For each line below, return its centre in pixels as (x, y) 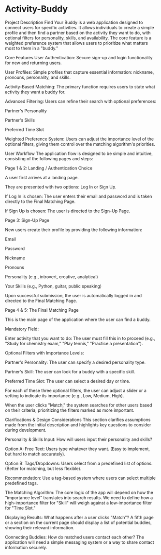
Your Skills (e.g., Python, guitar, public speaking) (53, 286)
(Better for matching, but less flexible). (43, 468)
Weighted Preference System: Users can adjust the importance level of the (79, 139)
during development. (26, 430)
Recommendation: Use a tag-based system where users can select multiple (80, 478)
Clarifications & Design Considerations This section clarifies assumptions (78, 420)
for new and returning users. (33, 63)
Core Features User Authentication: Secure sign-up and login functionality (79, 57)
